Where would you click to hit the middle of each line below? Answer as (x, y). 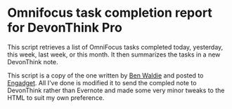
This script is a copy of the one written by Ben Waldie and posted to (105, 75)
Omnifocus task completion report (110, 13)
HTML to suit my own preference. (56, 97)
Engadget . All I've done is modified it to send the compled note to (102, 82)
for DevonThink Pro (65, 28)
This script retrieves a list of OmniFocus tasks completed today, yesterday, (115, 47)
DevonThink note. (33, 61)
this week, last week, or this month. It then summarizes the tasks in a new (114, 54)
